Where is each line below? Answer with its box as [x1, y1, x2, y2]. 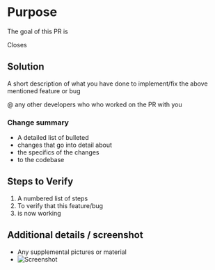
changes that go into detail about [17, 141, 113, 150]
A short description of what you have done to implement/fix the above [7, 79, 208, 88]
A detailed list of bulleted [17, 134, 89, 142]
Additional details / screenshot [7, 229, 144, 241]
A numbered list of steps [17, 194, 88, 202]
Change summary [7, 118, 70, 127]
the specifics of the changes [17, 148, 99, 157]
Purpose [7, 4, 58, 20]
